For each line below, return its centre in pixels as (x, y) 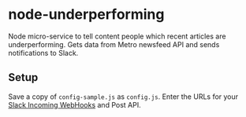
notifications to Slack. (43, 53)
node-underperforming (86, 15)
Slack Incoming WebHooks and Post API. (75, 104)
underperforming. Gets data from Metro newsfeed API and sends (114, 44)
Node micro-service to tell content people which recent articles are (117, 36)
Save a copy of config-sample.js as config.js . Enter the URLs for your (123, 97)
